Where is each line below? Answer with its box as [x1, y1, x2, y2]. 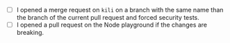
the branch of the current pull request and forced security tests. [16, 14, 199, 22]
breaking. [16, 29, 44, 37]
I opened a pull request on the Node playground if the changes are [16, 20, 208, 29]
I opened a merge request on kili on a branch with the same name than [16, 6, 224, 14]
